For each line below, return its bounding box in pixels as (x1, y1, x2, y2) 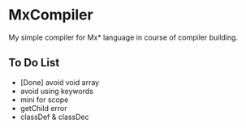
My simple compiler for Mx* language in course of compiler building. (8, 32, 238, 42)
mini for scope (19, 95, 69, 105)
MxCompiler (8, 6, 93, 24)
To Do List (8, 56, 60, 70)
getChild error (19, 103, 67, 113)
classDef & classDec (19, 112, 89, 122)
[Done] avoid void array (19, 77, 100, 87)
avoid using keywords (19, 86, 93, 96)
